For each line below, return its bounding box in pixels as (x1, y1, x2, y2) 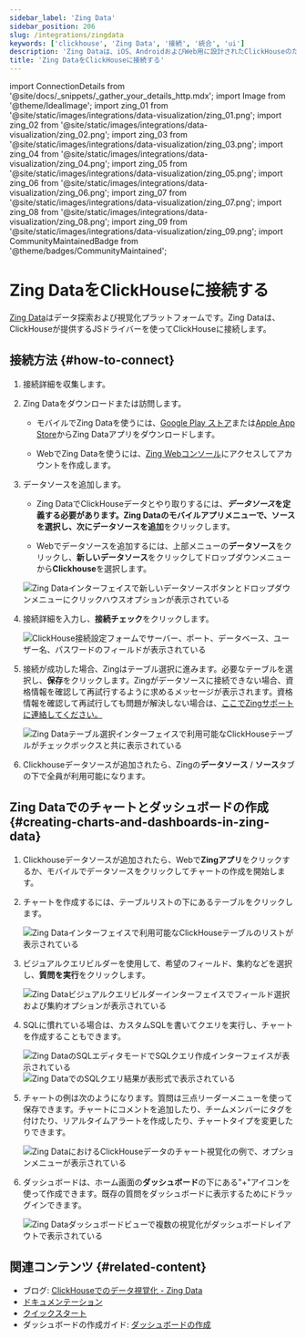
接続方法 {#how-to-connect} (9, 353, 175, 368)
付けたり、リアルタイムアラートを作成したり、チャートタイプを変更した (22, 1115, 294, 1126)
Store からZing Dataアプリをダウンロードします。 (36, 428, 220, 439)
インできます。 (30, 1199, 87, 1210)
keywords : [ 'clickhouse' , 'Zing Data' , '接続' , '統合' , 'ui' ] (9, 38, 245, 48)
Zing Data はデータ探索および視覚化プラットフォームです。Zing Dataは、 (9, 312, 280, 323)
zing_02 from (9, 119, 59, 130)
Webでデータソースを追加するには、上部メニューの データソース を (36, 540, 285, 551)
